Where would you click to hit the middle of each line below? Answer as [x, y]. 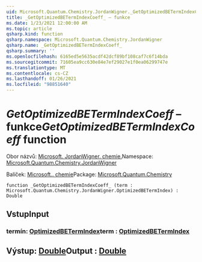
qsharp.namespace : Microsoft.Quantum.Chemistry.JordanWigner [84, 40]
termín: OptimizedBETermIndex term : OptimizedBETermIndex [98, 231]
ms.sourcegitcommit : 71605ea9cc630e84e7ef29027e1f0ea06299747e [87, 62]
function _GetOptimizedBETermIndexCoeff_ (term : [70, 185]
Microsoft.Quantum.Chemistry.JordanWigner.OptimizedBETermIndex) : [93, 190]
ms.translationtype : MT [36, 68]
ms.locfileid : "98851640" [38, 85]
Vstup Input [28, 214]
